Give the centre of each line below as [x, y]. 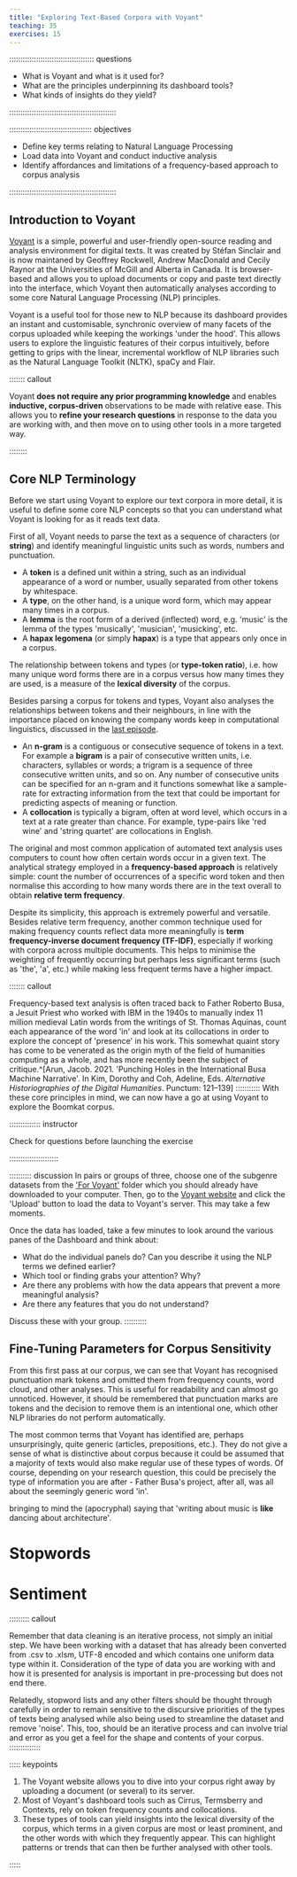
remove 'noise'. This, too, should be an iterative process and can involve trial [148, 1728]
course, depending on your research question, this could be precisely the [143, 1472]
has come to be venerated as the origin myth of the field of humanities [137, 1050]
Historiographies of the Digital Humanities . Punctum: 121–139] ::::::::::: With [144, 1088]
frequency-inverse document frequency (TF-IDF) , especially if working [141, 941]
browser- [257, 269]
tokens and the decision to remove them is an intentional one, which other [144, 1408]
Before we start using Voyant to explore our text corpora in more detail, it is [146, 500]
